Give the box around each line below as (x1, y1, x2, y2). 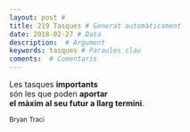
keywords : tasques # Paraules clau (9, 46, 142, 55)
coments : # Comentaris (9, 54, 98, 63)
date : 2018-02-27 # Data (9, 29, 102, 38)
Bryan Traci (9, 115, 45, 124)
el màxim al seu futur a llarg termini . (9, 98, 145, 108)
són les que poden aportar (9, 88, 109, 99)
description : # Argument (9, 37, 105, 47)
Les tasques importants (9, 79, 98, 89)
